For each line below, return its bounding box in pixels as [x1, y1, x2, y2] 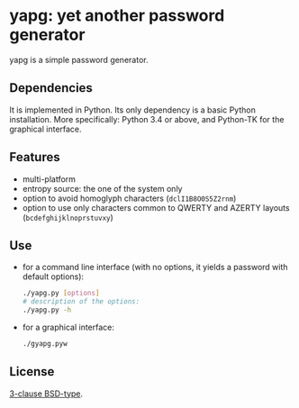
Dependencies [9, 80, 93, 95]
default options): [22, 271, 84, 282]
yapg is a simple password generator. [9, 54, 149, 65]
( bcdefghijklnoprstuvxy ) [22, 212, 114, 222]
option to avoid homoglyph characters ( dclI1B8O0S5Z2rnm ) [22, 193, 237, 204]
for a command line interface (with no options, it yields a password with [22, 262, 288, 273]
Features [9, 150, 60, 165]
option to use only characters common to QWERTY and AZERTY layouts [22, 202, 290, 213]
